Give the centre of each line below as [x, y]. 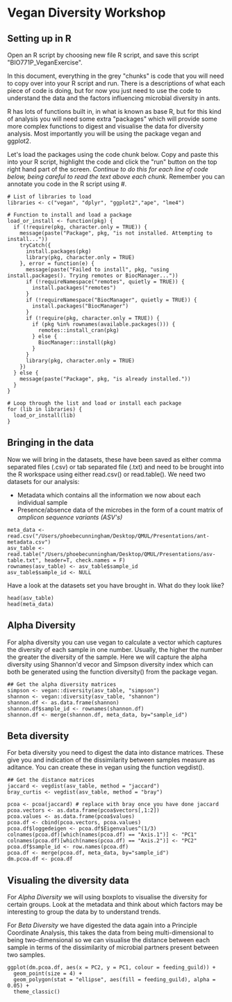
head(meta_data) [31, 604]
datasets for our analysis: [43, 481]
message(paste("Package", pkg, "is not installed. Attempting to [116, 233]
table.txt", [24, 560]
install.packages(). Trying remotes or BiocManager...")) [93, 276]
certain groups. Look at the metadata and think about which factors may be [115, 905]
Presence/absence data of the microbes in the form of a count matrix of [120, 510]
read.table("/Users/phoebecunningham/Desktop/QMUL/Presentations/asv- [111, 554]
